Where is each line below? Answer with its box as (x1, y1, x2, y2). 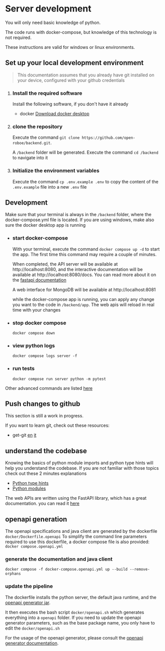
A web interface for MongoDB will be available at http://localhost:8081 (12, 287, 156, 293)
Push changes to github (5, 400, 81, 408)
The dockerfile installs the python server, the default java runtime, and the (5, 594, 157, 600)
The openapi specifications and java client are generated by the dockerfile (5, 528, 158, 534)
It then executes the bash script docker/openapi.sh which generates (5, 609, 144, 615)
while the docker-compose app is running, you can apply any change (12, 296, 155, 302)
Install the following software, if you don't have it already (12, 101, 129, 107)
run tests (12, 365, 35, 372)
